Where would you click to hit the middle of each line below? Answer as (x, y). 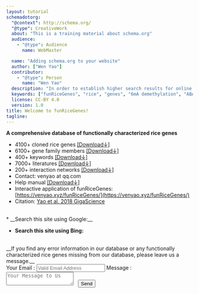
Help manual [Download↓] (47, 182)
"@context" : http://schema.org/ (52, 23)
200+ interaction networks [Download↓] (64, 170)
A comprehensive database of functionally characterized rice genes (92, 133)
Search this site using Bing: (49, 231)
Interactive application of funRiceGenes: (64, 189)
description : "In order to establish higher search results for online (102, 89)
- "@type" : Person (39, 78)
